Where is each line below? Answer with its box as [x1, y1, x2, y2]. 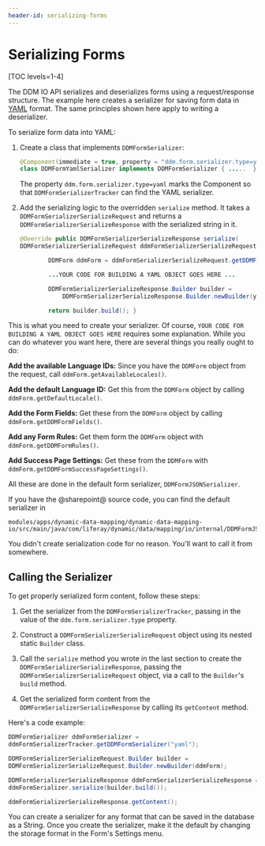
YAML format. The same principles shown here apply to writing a [8, 103, 219, 113]
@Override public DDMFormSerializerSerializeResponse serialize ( [19, 235, 239, 243]
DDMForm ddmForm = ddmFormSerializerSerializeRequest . [48, 257, 233, 265]
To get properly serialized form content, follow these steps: [8, 591, 201, 601]
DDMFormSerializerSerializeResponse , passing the [19, 662, 182, 672]
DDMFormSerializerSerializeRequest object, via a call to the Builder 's [19, 671, 244, 680]
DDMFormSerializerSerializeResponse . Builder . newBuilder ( [62, 293, 254, 300]
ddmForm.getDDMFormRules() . [8, 441, 99, 450]
